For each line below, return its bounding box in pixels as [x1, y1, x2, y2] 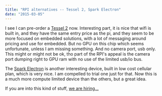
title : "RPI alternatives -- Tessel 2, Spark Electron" [5, 7, 121, 12]
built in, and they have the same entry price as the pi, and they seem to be [5, 30, 154, 36]
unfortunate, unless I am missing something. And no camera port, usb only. [5, 46, 156, 52]
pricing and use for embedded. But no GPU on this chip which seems [5, 40, 144, 46]
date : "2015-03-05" [5, 12, 45, 17]
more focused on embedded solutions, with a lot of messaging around [5, 35, 146, 41]
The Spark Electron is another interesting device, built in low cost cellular [5, 65, 152, 71]
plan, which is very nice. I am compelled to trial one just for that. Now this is [5, 71, 157, 77]
